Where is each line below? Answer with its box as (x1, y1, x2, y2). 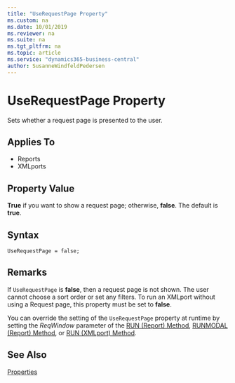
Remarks (7, 267, 48, 278)
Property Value (7, 182, 75, 194)
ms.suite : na (7, 36, 46, 43)
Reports (17, 155, 41, 163)
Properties (7, 368, 38, 376)
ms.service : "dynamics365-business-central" (7, 56, 140, 63)
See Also (7, 349, 47, 361)
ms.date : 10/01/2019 (7, 23, 68, 30)
